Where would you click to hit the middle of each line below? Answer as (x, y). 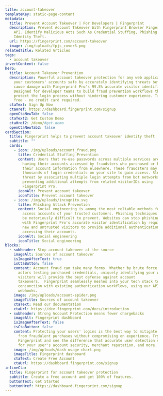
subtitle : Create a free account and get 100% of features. (71, 377)
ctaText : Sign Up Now (31, 105)
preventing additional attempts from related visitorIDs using (88, 182)
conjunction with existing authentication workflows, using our (84, 286)
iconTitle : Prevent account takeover (56, 196)
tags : (10, 55)
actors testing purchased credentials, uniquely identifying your (86, 273)
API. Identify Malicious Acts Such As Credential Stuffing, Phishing (86, 32)
